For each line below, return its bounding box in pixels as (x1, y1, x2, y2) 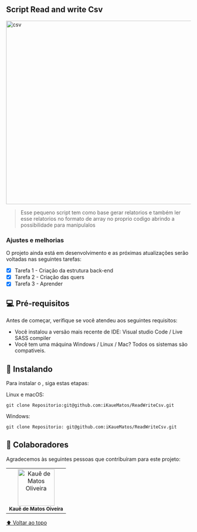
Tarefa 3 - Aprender (14, 280, 63, 287)
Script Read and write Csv (6, 5, 103, 15)
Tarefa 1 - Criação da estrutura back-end (14, 267, 113, 274)
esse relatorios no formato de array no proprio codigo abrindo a (20, 215, 175, 222)
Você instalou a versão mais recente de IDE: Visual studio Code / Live (14, 328, 183, 335)
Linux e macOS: (6, 390, 45, 398)
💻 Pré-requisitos (6, 298, 70, 308)
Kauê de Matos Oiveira (9, 505, 63, 512)
